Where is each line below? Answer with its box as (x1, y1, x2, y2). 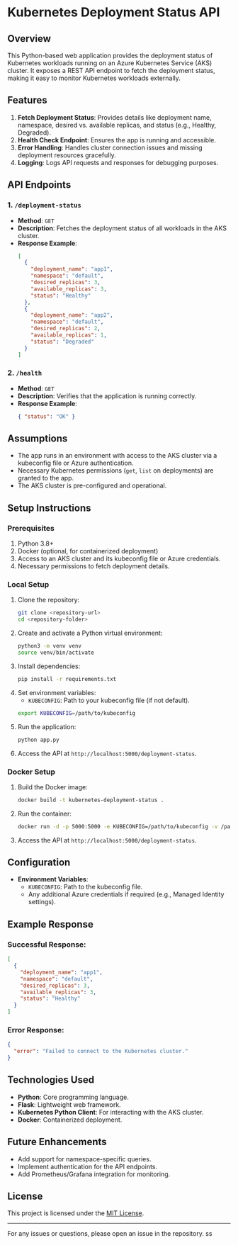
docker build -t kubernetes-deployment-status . (17, 796, 164, 804)
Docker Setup (7, 767, 55, 777)
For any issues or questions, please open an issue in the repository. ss (7, 1229, 212, 1238)
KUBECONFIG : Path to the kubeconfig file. (28, 883, 143, 891)
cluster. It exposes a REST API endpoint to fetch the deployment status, (7, 67, 215, 74)
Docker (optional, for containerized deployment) (17, 547, 159, 556)
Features (7, 94, 47, 106)
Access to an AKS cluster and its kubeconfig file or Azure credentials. (17, 554, 221, 563)
